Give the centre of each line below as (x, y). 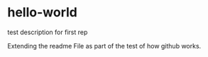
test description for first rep (48, 32)
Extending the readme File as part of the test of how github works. (104, 46)
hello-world (43, 12)
